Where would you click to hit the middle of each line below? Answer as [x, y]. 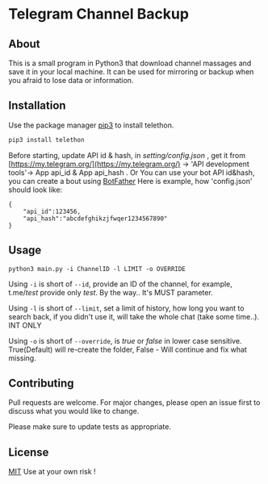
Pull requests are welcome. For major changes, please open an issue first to [134, 403]
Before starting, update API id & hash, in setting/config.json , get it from [127, 155]
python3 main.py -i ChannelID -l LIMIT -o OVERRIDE [97, 269]
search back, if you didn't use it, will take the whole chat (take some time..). [134, 316]
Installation [37, 106]
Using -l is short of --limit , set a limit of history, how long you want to [126, 308]
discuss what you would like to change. [74, 411]
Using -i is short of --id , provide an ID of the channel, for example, [120, 284]
